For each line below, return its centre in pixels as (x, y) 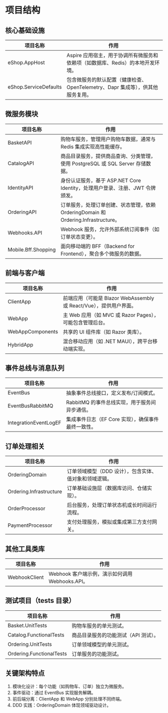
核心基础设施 (25, 30)
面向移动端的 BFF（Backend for (98, 246)
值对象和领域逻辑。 (89, 479)
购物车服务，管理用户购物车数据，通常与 (108, 139)
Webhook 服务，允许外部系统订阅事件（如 (110, 229)
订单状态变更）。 (79, 237)
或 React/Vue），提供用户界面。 (99, 305)
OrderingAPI (22, 212)
